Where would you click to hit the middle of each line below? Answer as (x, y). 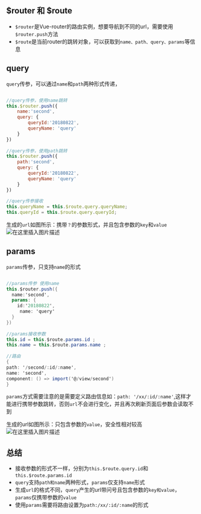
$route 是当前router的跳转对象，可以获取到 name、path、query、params (100, 42)
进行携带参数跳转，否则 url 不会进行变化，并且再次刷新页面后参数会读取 (100, 404)
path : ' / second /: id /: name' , (42, 367)
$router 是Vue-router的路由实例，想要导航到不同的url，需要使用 (94, 27)
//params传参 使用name (33, 283)
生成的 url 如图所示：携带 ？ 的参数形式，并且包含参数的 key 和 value (87, 224)
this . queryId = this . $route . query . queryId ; (62, 213)
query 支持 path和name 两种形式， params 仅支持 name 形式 (80, 482)
